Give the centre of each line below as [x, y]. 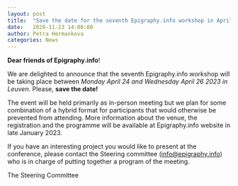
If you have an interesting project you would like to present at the [102, 146]
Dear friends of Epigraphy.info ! [54, 60]
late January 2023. [35, 133]
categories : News [33, 40]
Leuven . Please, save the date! [53, 89]
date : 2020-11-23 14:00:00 [50, 27]
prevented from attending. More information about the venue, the [102, 118]
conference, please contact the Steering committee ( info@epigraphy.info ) [115, 154]
